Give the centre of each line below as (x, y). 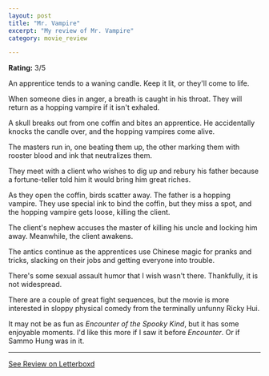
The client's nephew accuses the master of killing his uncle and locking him (133, 228)
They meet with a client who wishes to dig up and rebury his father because (134, 171)
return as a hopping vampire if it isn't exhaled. (84, 107)
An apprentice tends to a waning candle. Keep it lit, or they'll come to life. (129, 83)
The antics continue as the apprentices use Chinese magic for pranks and (130, 252)
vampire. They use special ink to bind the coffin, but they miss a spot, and (130, 204)
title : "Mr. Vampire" (44, 23)
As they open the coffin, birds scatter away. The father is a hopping (119, 195)
